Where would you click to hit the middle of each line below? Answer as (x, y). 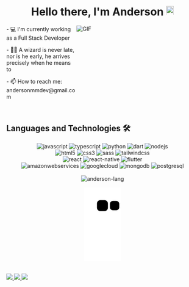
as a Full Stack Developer (38, 38)
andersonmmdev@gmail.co (41, 90)
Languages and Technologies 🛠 (69, 129)
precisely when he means (39, 62)
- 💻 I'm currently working (39, 29)
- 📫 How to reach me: (34, 81)
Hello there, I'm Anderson (97, 12)
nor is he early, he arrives (38, 56)
